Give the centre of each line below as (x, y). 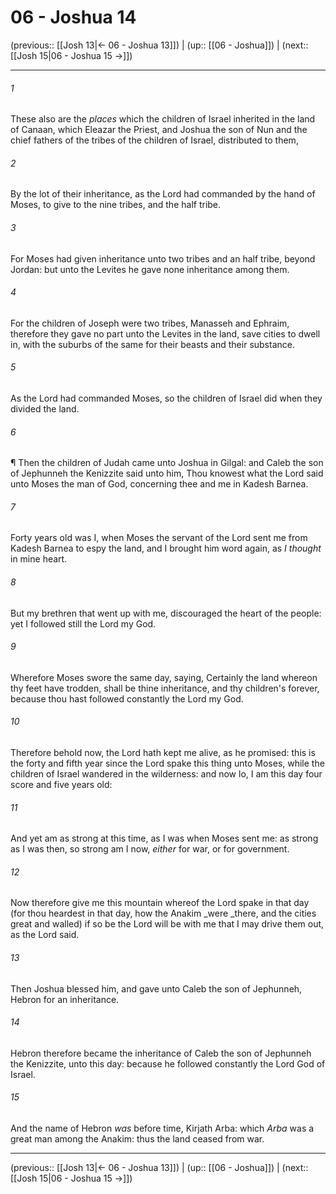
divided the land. (45, 408)
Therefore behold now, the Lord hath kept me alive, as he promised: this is (163, 752)
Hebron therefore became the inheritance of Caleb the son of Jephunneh (161, 1053)
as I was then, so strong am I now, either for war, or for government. (150, 849)
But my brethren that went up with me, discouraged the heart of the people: (166, 613)
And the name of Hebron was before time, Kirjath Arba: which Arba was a (162, 1128)
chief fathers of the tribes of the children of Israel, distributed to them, (154, 140)
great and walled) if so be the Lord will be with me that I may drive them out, (167, 924)
